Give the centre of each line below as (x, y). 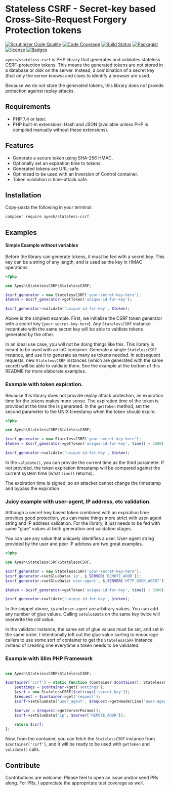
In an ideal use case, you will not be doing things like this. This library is (80, 344)
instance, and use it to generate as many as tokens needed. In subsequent (83, 355)
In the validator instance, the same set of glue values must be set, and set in (84, 629)
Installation (23, 195)
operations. (17, 267)
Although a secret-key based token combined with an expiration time (77, 513)
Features (19, 145)
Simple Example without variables (42, 245)
